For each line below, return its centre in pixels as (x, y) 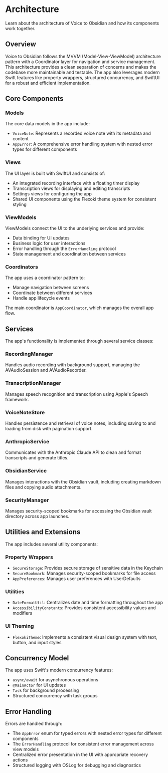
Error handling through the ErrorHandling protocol (64, 248)
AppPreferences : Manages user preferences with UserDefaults (76, 579)
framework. (17, 399)
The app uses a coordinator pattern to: (45, 278)
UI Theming (20, 626)
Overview (21, 44)
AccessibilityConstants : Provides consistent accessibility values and (84, 608)
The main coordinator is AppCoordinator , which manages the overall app (79, 308)
